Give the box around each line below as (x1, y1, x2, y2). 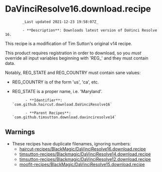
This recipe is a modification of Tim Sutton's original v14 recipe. (5, 40, 132, 47)
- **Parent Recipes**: (25, 110, 71, 115)
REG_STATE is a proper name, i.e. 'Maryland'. (12, 88, 103, 94)
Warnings (5, 128, 35, 136)
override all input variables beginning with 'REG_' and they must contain (5, 55, 149, 61)
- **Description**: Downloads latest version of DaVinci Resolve (22, 28, 158, 32)
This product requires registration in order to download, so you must (5, 50, 142, 56)
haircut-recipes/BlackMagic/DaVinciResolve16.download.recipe (19, 146, 146, 152)
